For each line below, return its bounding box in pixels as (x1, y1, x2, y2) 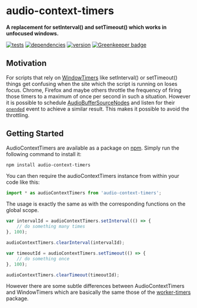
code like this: (6, 178, 40, 186)
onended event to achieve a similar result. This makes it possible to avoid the (6, 105, 189, 112)
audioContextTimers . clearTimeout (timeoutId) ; (6, 272, 119, 278)
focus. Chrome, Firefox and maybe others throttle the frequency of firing (6, 87, 182, 94)
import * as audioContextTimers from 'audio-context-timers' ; (6, 190, 162, 196)
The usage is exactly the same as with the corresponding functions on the (6, 200, 186, 207)
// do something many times (16, 224, 85, 230)
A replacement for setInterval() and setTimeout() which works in (6, 24, 167, 31)
